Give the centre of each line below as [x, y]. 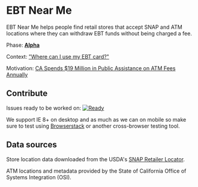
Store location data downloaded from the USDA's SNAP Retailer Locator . [95, 159]
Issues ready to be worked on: [44, 108]
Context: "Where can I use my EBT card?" [58, 56]
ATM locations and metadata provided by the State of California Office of [96, 171]
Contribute [27, 93]
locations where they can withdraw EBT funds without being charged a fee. [99, 33]
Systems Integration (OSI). [39, 177]
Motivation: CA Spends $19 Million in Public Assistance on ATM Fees [91, 68]
